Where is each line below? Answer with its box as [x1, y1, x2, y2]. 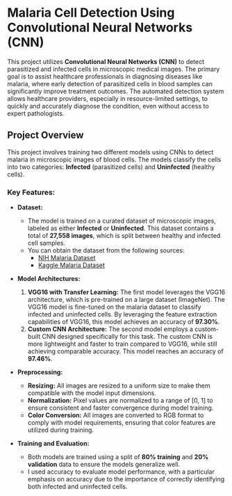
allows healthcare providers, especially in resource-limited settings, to [7, 94, 208, 102]
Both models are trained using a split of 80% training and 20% [27, 453, 209, 461]
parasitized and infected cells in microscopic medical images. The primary [7, 65, 220, 73]
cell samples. [27, 239, 66, 248]
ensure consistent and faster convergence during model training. [27, 403, 214, 412]
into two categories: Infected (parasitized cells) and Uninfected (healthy [7, 162, 215, 171]
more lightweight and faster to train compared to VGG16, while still [27, 339, 217, 349]
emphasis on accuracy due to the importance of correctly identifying [27, 475, 225, 483]
